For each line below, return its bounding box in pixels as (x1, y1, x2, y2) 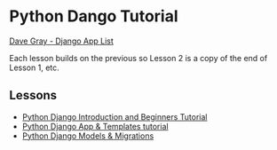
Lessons (9, 88, 58, 103)
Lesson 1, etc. (9, 62, 59, 73)
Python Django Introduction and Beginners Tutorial (21, 111, 208, 122)
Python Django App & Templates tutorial (21, 121, 169, 131)
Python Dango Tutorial (9, 6, 179, 27)
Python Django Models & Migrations (21, 130, 154, 141)
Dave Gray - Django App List (9, 36, 114, 46)
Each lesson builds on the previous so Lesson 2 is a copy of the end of (9, 52, 268, 63)
